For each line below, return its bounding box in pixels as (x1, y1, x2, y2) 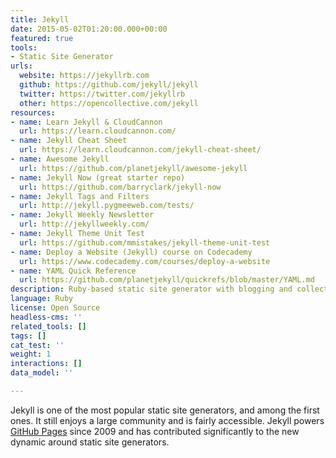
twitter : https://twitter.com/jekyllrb (19, 89, 186, 99)
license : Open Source (10, 303, 101, 313)
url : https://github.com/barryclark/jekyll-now (19, 182, 222, 192)
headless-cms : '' (10, 312, 83, 322)
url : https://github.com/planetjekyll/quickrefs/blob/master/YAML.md (19, 275, 315, 285)
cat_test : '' (10, 340, 65, 350)
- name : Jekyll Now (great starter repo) (10, 172, 186, 183)
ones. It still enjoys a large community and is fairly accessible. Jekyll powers (10, 414, 325, 426)
